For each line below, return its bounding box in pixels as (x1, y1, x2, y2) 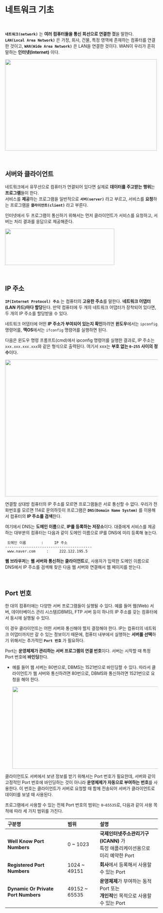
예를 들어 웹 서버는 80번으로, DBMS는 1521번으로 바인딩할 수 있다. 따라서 (12, 665, 151, 670)
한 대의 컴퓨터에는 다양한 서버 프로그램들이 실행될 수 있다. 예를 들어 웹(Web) (5, 603, 149, 609)
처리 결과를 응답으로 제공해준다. (14, 218, 74, 224)
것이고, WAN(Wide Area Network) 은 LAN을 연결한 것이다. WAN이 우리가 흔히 (10, 43, 155, 49)
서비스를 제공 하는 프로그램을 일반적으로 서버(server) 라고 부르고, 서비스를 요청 (5, 196, 154, 202)
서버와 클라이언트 (5, 170, 54, 178)
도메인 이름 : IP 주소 (7, 540, 68, 545)
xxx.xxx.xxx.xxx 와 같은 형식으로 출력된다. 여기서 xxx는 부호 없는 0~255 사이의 (5, 343, 153, 349)
